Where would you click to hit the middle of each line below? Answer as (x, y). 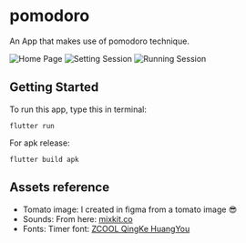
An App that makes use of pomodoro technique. (99, 41)
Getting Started (54, 87)
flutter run (32, 126)
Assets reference (60, 187)
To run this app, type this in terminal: (78, 109)
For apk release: (40, 143)
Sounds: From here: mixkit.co (78, 218)
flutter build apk (44, 159)
